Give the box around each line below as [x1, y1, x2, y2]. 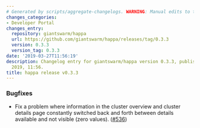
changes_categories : [6, 14, 58, 20]
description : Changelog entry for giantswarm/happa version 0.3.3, [6, 58, 177, 64]
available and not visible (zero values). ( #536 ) [14, 115, 127, 123]
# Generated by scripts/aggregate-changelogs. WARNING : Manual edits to [6, 8, 190, 15]
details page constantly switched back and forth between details [14, 109, 174, 116]
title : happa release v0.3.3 [6, 70, 79, 76]
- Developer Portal [6, 20, 55, 26]
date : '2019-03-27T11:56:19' [6, 53, 79, 59]
